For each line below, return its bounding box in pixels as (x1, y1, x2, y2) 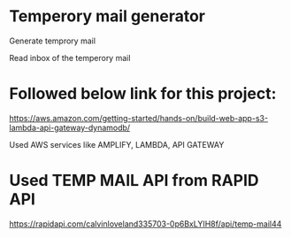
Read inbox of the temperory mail (9, 52, 131, 63)
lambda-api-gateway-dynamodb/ (9, 122, 131, 133)
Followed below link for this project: (9, 84, 277, 104)
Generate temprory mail (9, 35, 96, 46)
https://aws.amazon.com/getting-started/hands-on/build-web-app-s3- (9, 112, 268, 123)
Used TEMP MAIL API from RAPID (9, 171, 259, 191)
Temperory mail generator (9, 6, 206, 27)
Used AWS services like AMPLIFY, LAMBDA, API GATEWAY (9, 139, 225, 150)
